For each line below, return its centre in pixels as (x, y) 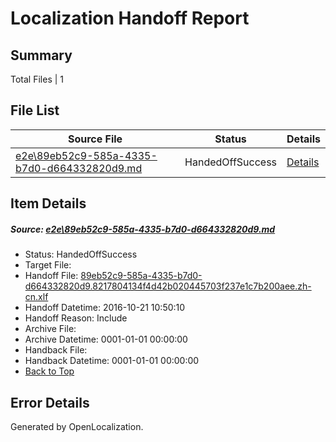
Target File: (48, 265)
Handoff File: (51, 276)
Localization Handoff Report (130, 18)
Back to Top (49, 371)
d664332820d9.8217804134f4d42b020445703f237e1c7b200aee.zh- (168, 286)
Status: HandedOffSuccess (81, 254)
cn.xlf (36, 297)
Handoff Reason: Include (76, 318)
